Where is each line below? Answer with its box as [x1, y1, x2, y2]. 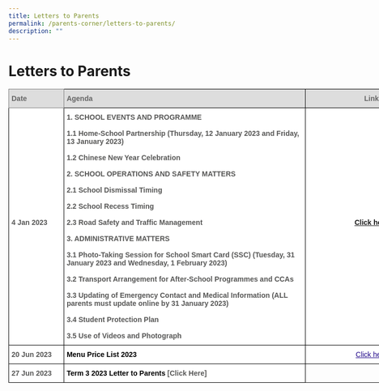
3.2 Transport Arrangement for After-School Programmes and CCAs [66, 274, 294, 284]
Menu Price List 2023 [66, 350, 138, 359]
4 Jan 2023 [11, 218, 48, 227]
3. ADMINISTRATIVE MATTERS [66, 234, 170, 244]
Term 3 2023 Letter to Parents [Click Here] [66, 369, 207, 378]
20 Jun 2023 [11, 350, 53, 359]
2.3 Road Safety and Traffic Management [66, 218, 203, 227]
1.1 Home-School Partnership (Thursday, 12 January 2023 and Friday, [66, 129, 300, 138]
